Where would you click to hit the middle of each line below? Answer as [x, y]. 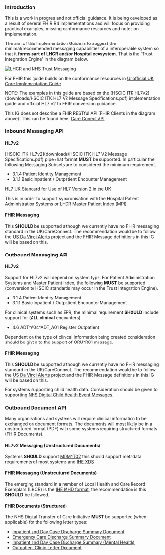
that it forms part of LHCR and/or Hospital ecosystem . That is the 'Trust [79, 54]
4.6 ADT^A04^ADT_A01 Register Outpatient [56, 327]
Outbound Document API [36, 408]
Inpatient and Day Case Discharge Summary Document [68, 532]
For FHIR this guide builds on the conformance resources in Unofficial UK [80, 79]
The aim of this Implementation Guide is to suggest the [61, 43]
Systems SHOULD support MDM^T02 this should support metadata [73, 457]
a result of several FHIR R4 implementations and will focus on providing [78, 23]
